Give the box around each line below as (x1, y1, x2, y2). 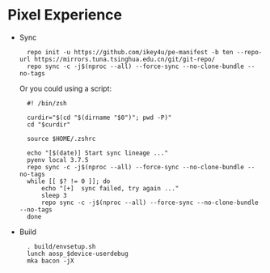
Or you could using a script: (19, 83, 112, 93)
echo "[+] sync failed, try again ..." (40, 184, 179, 192)
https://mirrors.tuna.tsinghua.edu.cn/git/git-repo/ (34, 55, 216, 63)
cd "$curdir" (27, 120, 71, 129)
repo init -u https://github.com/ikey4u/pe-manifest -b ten (27, 48, 234, 56)
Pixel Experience (7, 6, 123, 24)
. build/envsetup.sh (27, 242, 96, 250)
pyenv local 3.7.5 (27, 156, 89, 164)
